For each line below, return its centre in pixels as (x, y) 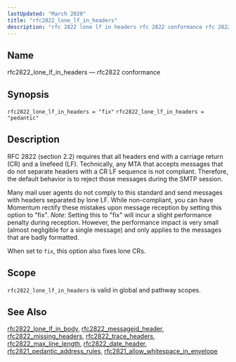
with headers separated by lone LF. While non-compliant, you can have (110, 200)
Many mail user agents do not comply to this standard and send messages (115, 192)
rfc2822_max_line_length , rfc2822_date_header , (77, 344)
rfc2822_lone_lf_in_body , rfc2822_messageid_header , (86, 329)
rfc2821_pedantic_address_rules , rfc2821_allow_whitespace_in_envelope (112, 351)
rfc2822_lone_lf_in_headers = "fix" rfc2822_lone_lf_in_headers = (106, 112)
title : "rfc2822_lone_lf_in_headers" (63, 20)
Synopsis (28, 95)
